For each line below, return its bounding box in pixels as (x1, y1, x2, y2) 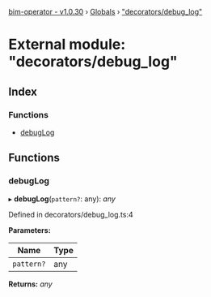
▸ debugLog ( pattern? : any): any (8, 194, 116, 204)
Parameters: (8, 225, 51, 235)
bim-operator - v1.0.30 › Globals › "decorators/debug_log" (8, 7, 203, 16)
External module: (8, 36, 126, 54)
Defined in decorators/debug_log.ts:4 (8, 209, 133, 219)
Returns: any (8, 279, 53, 289)
